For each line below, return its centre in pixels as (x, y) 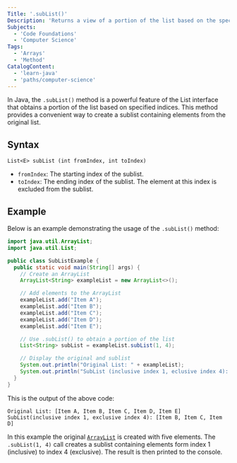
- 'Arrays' (30, 54)
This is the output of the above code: (61, 398)
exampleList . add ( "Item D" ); (61, 319)
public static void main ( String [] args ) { (77, 267)
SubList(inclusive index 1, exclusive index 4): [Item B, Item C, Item (115, 417)
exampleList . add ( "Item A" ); (61, 300)
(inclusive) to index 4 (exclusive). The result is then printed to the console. (115, 452)
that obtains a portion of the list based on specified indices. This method (113, 108)
